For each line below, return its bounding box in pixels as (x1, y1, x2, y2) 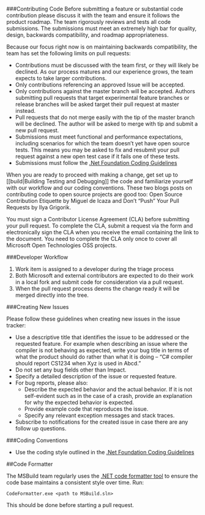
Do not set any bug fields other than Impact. (15, 366, 127, 373)
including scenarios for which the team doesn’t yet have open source (15, 140, 190, 147)
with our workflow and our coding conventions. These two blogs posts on (6, 184, 192, 191)
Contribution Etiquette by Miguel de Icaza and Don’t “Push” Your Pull (6, 197, 179, 204)
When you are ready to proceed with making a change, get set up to (6, 171, 179, 178)
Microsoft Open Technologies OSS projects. (6, 242, 117, 249)
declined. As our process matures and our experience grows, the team (15, 68, 194, 75)
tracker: (6, 322, 26, 329)
